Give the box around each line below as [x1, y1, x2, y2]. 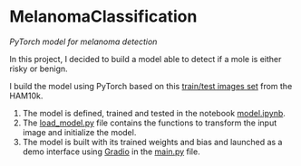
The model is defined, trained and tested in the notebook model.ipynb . [22, 107, 286, 118]
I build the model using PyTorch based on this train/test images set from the [9, 80, 293, 91]
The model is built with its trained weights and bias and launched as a [22, 136, 283, 147]
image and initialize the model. [22, 126, 137, 137]
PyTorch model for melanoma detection [9, 36, 158, 47]
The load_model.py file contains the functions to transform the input [22, 117, 277, 128]
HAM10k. [9, 90, 44, 101]
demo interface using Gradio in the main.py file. [22, 146, 201, 157]
